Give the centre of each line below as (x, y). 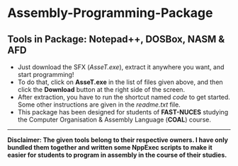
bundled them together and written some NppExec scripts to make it (110, 147)
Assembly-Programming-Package (110, 13)
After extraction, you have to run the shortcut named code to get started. (124, 97)
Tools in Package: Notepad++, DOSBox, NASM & (116, 39)
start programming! (46, 75)
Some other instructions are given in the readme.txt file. (99, 105)
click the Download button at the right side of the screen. (101, 89)
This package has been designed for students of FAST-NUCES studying (123, 112)
